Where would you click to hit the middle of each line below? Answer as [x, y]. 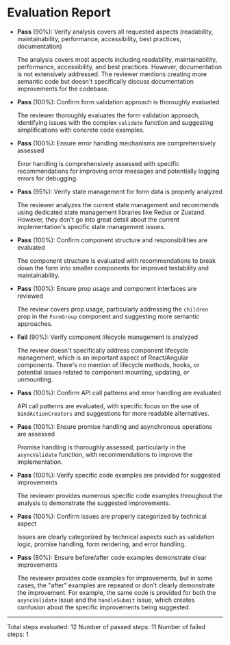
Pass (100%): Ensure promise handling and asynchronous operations [115, 426]
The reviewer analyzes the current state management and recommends [118, 204]
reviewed [30, 296]
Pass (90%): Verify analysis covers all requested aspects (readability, [115, 32]
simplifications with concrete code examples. [81, 130]
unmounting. [35, 379]
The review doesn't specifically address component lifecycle [103, 350]
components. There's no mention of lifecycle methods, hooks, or [108, 364]
